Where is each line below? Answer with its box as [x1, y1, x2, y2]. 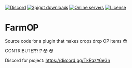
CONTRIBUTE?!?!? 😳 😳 [5, 47, 54, 54]
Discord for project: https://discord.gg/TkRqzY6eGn [5, 57, 111, 63]
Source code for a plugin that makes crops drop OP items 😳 [5, 38, 128, 44]
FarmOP [5, 22, 39, 33]
